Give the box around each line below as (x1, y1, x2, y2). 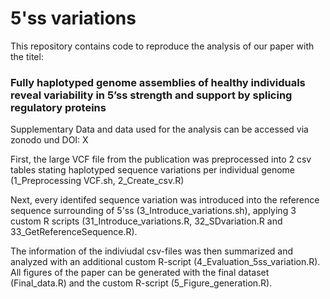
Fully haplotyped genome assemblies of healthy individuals (10, 75, 306, 89)
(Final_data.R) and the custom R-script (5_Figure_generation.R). (10, 277, 273, 289)
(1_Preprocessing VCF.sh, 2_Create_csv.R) (10, 175, 185, 187)
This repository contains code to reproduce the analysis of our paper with (10, 40, 315, 52)
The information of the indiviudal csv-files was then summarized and (10, 245, 294, 257)
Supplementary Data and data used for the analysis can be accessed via (10, 123, 309, 136)
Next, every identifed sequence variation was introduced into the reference (10, 194, 320, 206)
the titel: (10, 50, 44, 62)
